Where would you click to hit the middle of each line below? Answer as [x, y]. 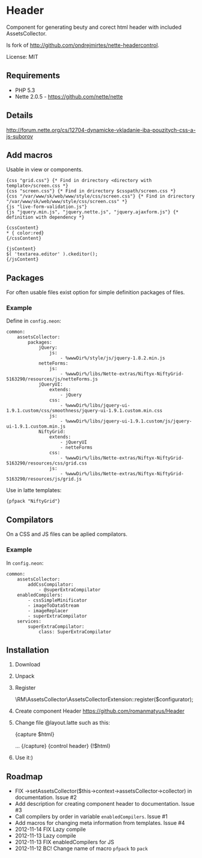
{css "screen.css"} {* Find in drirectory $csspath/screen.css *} [91, 191]
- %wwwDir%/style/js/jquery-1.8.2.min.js [112, 358]
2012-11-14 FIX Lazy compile [50, 829]
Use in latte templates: [34, 490]
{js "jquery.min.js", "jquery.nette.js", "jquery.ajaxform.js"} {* [93, 212]
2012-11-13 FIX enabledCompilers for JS [64, 842]
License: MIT [22, 56]
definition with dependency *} [45, 218]
